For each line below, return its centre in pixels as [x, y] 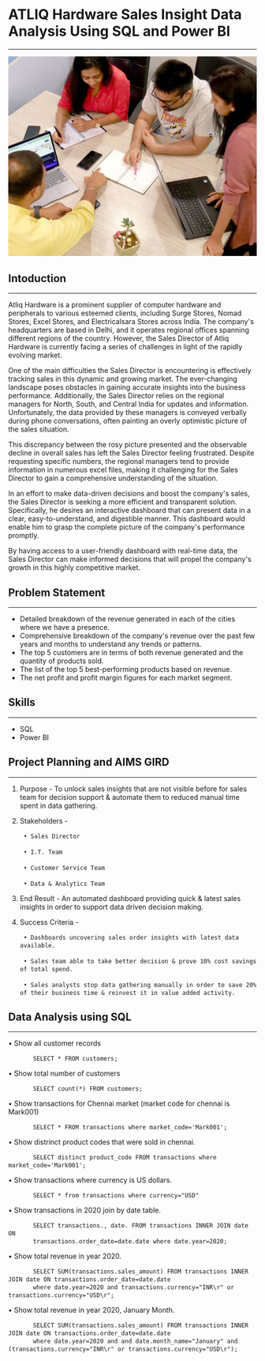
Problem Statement [57, 592]
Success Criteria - [49, 922]
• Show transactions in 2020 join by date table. [85, 1210]
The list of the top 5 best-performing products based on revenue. [126, 669]
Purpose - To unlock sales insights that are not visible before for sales [133, 789]
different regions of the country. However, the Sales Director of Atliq [119, 338]
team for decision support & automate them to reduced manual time [130, 797]
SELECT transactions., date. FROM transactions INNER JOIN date [140, 1226]
